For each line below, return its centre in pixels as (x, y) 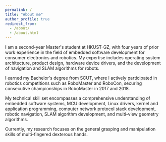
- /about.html (24, 33)
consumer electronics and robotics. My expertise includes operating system (83, 58)
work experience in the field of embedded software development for (75, 52)
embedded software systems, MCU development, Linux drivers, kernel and (82, 103)
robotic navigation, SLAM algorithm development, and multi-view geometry (82, 114)
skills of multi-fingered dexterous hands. (47, 134)
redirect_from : (21, 24)
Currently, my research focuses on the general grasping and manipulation (81, 129)
